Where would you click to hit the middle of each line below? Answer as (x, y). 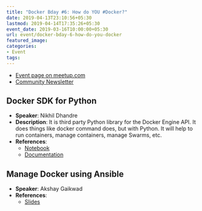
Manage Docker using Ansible (65, 174)
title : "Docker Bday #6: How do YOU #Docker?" (67, 12)
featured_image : (27, 40)
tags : (13, 58)
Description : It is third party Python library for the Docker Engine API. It (106, 122)
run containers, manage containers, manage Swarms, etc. (88, 135)
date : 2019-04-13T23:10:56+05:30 (49, 18)
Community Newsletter (44, 82)
